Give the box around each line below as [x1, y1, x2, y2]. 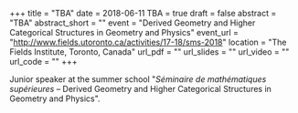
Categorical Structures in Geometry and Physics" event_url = [9, 27, 239, 37]
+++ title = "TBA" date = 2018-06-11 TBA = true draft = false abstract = [9, 8, 277, 18]
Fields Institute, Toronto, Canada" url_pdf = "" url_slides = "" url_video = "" [9, 46, 290, 57]
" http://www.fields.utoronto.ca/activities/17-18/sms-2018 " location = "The [9, 36, 287, 47]
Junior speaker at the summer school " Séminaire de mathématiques [9, 74, 267, 85]
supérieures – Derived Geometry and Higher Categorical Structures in [9, 84, 272, 94]
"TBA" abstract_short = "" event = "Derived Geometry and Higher [9, 17, 256, 28]
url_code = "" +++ [9, 56, 78, 67]
